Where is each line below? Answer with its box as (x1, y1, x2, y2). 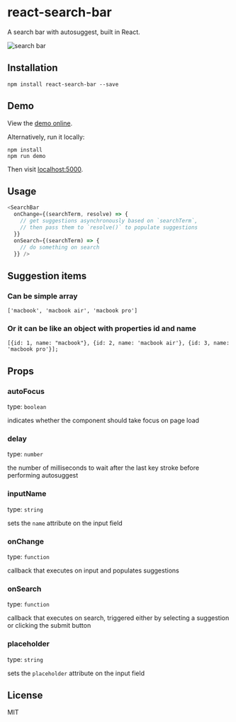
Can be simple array (7, 291, 78, 301)
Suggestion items (7, 270, 87, 282)
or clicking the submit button (7, 621, 91, 630)
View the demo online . (7, 118, 73, 128)
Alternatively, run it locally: (7, 132, 85, 141)
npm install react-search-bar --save (7, 81, 119, 88)
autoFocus (7, 386, 45, 396)
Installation (7, 62, 58, 74)
